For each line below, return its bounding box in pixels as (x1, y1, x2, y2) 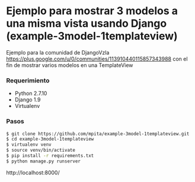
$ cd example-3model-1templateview (6, 136, 94, 142)
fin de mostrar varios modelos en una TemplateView (6, 61, 133, 69)
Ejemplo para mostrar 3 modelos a (6, 4, 178, 18)
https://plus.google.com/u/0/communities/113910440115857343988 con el (6, 55, 188, 62)
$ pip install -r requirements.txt (6, 153, 94, 159)
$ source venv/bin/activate (6, 147, 76, 154)
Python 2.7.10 (14, 90, 47, 97)
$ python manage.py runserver (6, 158, 81, 164)
